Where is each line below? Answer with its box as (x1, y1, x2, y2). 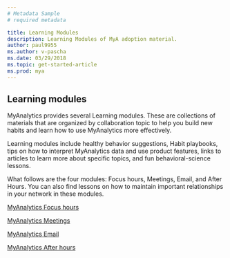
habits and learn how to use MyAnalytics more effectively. (7, 126, 172, 135)
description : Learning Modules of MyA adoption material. (7, 35, 178, 42)
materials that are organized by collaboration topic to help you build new (7, 119, 213, 127)
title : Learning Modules (7, 29, 79, 36)
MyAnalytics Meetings (7, 216, 70, 225)
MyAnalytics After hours (7, 243, 76, 252)
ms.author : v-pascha (7, 48, 67, 55)
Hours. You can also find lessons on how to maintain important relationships (7, 183, 224, 191)
